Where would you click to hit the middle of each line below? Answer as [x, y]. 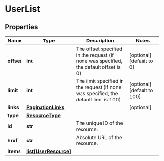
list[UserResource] [49, 151]
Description [100, 41]
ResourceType [43, 115]
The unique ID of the [99, 123]
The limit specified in [100, 81]
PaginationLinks [45, 107]
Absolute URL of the [99, 137]
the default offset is [98, 67]
